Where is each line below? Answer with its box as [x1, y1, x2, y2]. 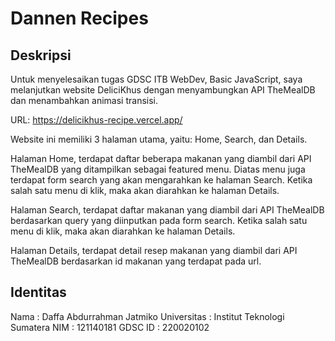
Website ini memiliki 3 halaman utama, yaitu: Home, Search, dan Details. [10, 133, 308, 145]
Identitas [10, 284, 67, 301]
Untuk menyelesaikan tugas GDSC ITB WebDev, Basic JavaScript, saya [10, 73, 303, 85]
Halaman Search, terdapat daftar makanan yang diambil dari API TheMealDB [10, 204, 325, 216]
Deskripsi [10, 47, 72, 64]
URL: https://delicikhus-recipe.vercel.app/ [10, 114, 183, 126]
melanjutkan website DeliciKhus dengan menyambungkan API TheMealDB [10, 84, 316, 96]
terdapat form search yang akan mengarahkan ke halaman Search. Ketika [10, 174, 313, 186]
